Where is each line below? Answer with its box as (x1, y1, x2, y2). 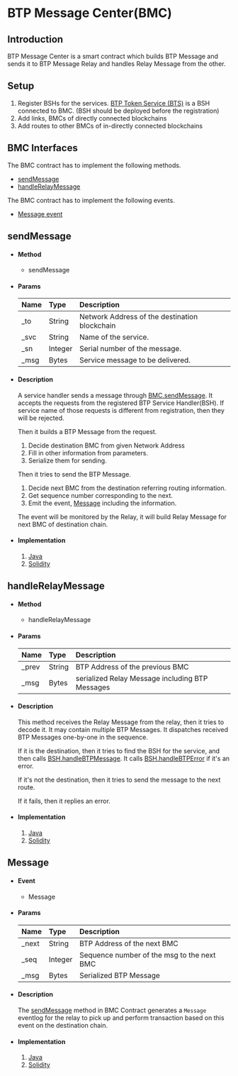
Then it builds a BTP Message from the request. (17, 427, 157, 436)
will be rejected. (17, 414, 64, 422)
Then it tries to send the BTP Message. (17, 470, 131, 478)
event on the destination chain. (17, 1021, 108, 1030)
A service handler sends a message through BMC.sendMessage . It (17, 391, 213, 399)
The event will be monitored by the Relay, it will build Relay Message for (17, 512, 227, 521)
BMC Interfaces (7, 142, 78, 154)
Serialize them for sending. (28, 456, 108, 465)
